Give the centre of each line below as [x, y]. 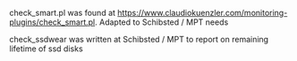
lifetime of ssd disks [46, 49]
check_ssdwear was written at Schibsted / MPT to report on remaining [139, 39]
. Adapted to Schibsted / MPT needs [162, 22]
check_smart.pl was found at [63, 13]
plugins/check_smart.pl [52, 22]
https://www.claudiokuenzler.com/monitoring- [203, 13]
